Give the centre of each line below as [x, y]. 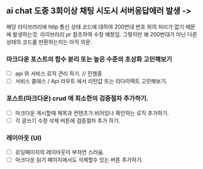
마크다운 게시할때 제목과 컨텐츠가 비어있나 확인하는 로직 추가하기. [92, 113]
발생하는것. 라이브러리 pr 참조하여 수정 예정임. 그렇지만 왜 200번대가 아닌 [99, 34]
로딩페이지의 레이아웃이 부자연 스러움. [60, 152]
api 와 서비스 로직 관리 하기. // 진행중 [58, 74]
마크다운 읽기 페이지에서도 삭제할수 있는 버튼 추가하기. [79, 160]
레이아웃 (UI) [24, 137]
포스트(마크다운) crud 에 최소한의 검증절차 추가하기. [77, 98]
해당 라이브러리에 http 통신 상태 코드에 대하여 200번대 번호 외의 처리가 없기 [95, 27]
